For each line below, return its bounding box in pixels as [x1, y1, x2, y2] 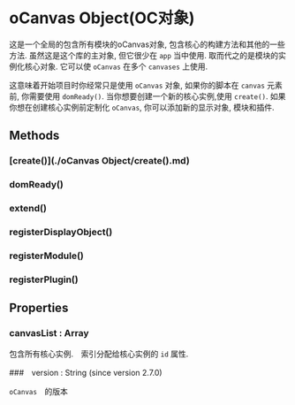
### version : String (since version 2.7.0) [9, 367, 163, 378]
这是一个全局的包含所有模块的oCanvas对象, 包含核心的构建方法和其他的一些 [9, 39, 285, 50]
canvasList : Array [9, 327, 90, 340]
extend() [9, 202, 47, 215]
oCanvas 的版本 [9, 386, 69, 396]
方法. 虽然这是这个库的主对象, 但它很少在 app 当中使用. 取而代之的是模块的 [9, 50, 279, 60]
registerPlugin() [9, 273, 79, 286]
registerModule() [9, 249, 84, 262]
